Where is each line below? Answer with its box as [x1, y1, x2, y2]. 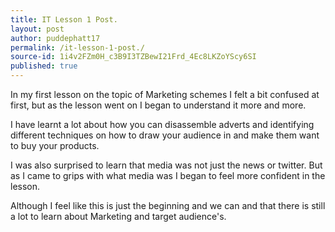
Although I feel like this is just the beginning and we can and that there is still [10, 200, 326, 211]
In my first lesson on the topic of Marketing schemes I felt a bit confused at [10, 89, 320, 100]
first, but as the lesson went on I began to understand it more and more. [10, 99, 307, 111]
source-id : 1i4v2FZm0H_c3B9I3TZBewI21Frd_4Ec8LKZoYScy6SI [10, 52, 257, 62]
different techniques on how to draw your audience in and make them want [10, 129, 320, 141]
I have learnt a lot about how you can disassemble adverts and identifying [10, 119, 315, 130]
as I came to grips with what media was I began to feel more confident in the [10, 170, 326, 181]
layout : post [10, 24, 65, 34]
